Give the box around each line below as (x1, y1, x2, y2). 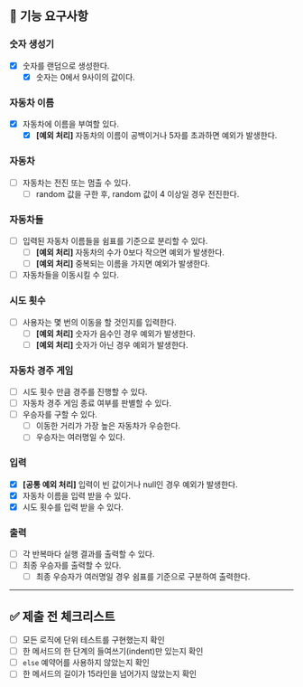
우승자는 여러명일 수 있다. (35, 432, 126, 443)
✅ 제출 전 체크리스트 (9, 608, 115, 624)
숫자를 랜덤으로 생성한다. (22, 60, 110, 71)
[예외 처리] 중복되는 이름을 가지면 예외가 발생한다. (35, 259, 210, 269)
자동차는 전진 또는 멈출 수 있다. (22, 177, 131, 188)
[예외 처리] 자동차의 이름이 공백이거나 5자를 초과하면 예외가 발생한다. (35, 130, 278, 141)
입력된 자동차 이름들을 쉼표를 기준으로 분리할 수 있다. (22, 235, 208, 246)
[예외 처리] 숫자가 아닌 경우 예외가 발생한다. (35, 339, 189, 350)
